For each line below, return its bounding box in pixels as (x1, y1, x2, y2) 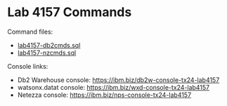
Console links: (7, 62, 48, 70)
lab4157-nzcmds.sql (17, 48, 77, 57)
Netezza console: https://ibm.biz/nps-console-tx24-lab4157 (17, 91, 192, 99)
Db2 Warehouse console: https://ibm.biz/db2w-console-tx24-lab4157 (17, 75, 220, 84)
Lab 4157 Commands (7, 4, 132, 20)
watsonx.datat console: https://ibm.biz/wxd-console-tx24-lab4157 (17, 83, 210, 91)
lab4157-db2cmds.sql (17, 41, 81, 49)
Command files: (7, 27, 53, 36)
